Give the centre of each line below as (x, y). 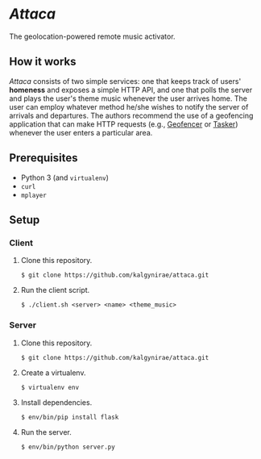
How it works (43, 62)
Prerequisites (43, 158)
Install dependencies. (56, 402)
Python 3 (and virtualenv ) (65, 177)
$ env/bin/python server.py (68, 447)
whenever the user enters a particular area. (81, 132)
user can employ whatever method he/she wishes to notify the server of (129, 106)
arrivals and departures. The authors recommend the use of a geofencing (131, 115)
